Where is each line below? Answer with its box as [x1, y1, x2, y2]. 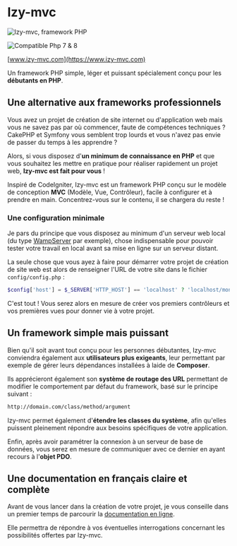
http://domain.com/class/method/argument [7, 403, 131, 410]
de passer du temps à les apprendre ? [7, 138, 118, 146]
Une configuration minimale [7, 213, 105, 222]
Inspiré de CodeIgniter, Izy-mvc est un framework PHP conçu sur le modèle [7, 180, 227, 189]
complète [7, 484, 50, 495]
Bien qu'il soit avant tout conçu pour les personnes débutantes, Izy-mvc [7, 345, 217, 354]
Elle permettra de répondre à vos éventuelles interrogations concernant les [7, 523, 226, 532]
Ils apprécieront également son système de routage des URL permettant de [7, 374, 228, 383]
